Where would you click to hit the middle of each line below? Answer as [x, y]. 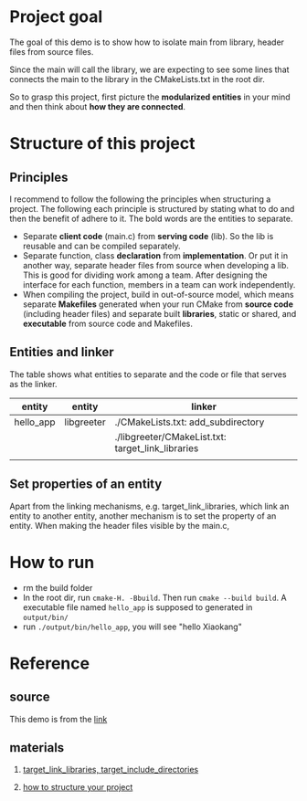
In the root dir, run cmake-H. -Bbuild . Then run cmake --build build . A [154, 597]
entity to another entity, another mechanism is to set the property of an [143, 516]
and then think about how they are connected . [97, 106]
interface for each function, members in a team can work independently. [159, 284]
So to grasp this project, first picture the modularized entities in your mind [150, 97]
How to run [52, 562]
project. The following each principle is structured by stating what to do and [152, 208]
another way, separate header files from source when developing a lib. [156, 265]
